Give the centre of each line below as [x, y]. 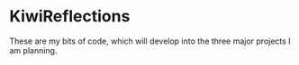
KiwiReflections [70, 16]
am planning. [33, 50]
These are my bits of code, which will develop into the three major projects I [150, 41]
